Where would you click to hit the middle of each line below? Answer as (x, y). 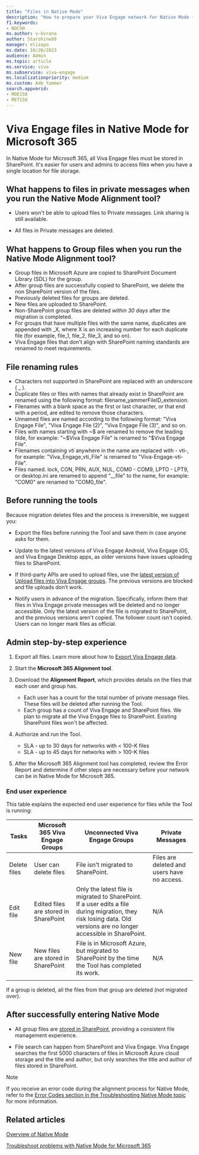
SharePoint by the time (107, 958)
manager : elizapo (28, 45)
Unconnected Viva (112, 832)
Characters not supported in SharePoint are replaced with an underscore (103, 381)
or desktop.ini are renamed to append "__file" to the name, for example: (102, 476)
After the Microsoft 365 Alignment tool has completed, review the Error (101, 763)
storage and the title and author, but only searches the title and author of (103, 1059)
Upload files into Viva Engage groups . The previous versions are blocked (104, 581)
